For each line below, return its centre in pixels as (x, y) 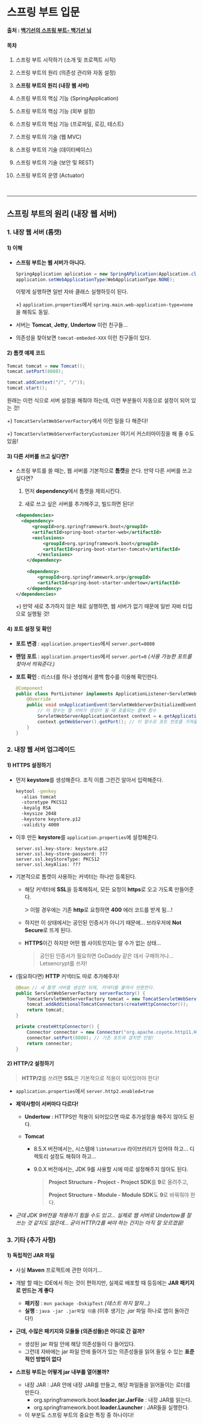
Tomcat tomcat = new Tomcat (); (46, 366)
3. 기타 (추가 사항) (31, 1240)
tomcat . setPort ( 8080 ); (35, 372)
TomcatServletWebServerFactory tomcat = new (83, 999)
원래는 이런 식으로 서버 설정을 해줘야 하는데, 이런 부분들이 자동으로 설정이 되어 (98, 401)
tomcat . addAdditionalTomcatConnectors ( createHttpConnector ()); (108, 1004)
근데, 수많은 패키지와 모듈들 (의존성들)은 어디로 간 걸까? (80, 1331)
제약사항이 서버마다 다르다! (47, 1104)
